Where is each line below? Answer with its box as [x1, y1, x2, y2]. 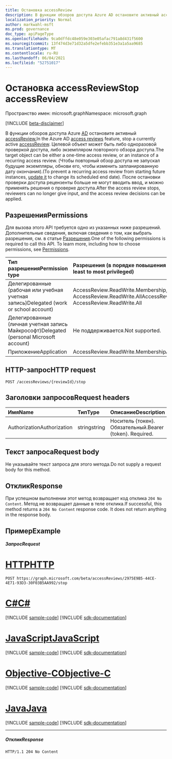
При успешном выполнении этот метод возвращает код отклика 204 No [5, 495, 162, 502]
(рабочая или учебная [8, 287, 63, 293]
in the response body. [5, 511, 51, 518]
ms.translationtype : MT [5, 46, 56, 51]
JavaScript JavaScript [5, 632, 100, 644]
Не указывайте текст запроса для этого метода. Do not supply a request [5, 461, 161, 467]
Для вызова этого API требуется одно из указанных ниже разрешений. [5, 224, 161, 231]
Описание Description [110, 409, 165, 416]
